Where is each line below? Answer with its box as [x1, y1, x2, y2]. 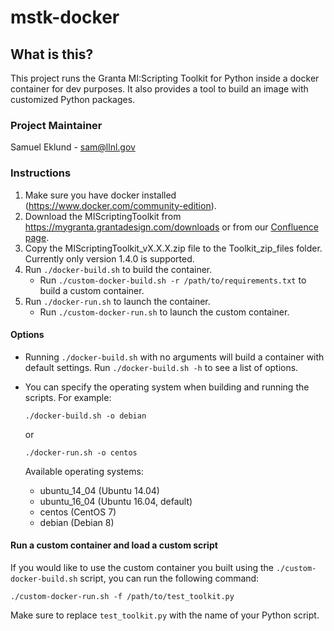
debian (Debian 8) [39, 516, 115, 528]
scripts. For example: [24, 391, 112, 403]
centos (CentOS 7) [39, 506, 117, 518]
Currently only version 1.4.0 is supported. [24, 252, 195, 265]
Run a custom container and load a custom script [10, 539, 218, 551]
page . [24, 231, 50, 243]
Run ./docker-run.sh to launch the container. [24, 295, 211, 307]
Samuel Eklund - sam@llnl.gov [10, 141, 136, 153]
